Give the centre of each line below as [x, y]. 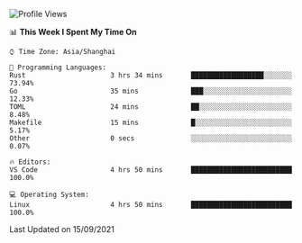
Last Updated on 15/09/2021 [62, 229]
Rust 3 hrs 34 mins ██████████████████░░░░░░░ [151, 76]
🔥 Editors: [30, 162]
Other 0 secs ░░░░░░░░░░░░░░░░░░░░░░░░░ [151, 139]
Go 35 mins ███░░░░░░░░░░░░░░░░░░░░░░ [151, 91]
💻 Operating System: [50, 194]
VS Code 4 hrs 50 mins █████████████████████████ [151, 170]
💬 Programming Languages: [58, 67]
